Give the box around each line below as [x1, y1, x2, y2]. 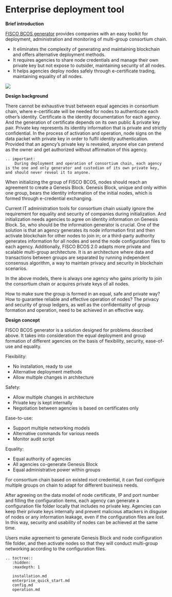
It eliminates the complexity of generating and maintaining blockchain [12, 46, 160, 52]
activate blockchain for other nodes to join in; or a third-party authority [5, 232, 155, 238]
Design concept [5, 317, 40, 323]
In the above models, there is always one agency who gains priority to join [5, 275, 162, 281]
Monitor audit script [12, 436, 55, 442]
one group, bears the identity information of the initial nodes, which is [5, 190, 152, 196]
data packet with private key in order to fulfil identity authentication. [5, 135, 149, 142]
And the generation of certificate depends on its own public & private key [5, 119, 160, 125]
